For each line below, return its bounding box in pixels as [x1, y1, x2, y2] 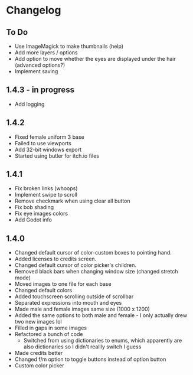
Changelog [6, 4, 61, 17]
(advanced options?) [14, 61, 66, 69]
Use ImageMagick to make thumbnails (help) [14, 43, 124, 50]
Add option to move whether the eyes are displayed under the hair [14, 56, 176, 62]
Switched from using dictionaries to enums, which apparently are [23, 337, 182, 344]
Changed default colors [14, 287, 73, 294]
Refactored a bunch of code [14, 331, 83, 338]
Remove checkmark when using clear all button [14, 197, 131, 204]
